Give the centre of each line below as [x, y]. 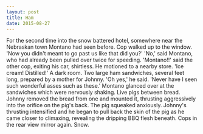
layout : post [23, 12]
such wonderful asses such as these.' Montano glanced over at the [90, 86]
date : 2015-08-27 [28, 23]
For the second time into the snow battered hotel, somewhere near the [95, 41]
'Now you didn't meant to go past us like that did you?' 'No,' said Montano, [100, 54]
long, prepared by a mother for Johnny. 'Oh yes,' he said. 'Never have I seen [102, 79]
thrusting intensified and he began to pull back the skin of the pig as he [95, 112]
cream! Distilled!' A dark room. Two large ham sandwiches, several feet [95, 73]
